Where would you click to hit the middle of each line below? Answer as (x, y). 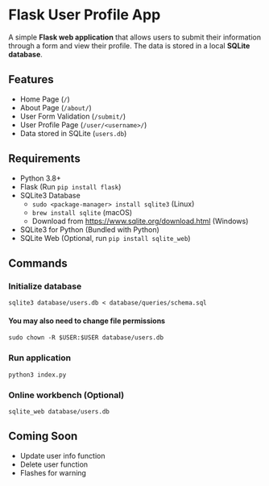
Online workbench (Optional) (66, 395)
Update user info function (62, 455)
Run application (39, 358)
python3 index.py (37, 375)
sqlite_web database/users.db (59, 412)
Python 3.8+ (41, 178)
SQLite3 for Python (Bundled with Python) (89, 229)
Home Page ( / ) (45, 99)
